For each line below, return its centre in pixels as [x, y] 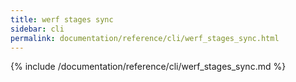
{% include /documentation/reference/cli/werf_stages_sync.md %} [148, 67]
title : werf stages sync [62, 19]
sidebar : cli [37, 29]
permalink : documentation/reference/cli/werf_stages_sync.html [145, 38]
